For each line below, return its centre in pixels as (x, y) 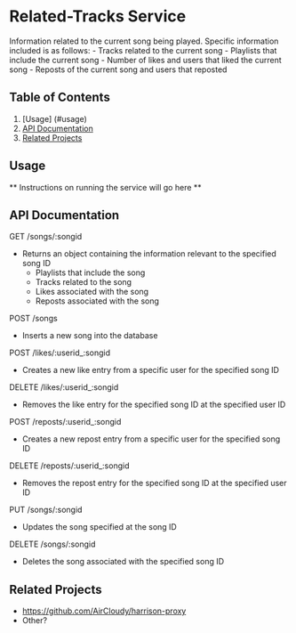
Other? (34, 621)
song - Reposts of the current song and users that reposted (118, 69)
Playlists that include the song (90, 272)
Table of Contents (60, 97)
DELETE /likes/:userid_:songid (64, 387)
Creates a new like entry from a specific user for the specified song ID (151, 370)
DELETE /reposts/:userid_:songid (69, 466)
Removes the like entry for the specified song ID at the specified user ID (154, 405)
